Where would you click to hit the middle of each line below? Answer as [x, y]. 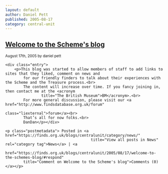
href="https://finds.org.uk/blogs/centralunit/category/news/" [73, 136]
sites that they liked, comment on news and [53, 74]
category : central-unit [30, 24]
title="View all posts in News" [124, 140]
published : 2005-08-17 [29, 19]
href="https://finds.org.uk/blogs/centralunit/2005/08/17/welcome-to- [81, 153]
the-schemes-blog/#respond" [35, 158]
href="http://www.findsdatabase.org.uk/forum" [55, 105]
